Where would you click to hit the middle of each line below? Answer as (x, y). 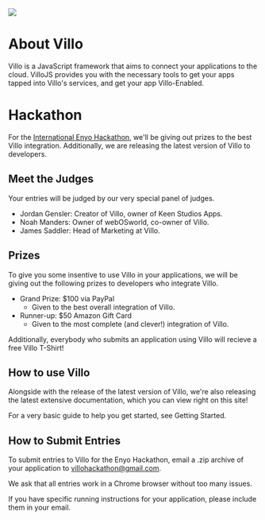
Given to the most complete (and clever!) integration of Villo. (130, 324)
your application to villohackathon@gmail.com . (85, 468)
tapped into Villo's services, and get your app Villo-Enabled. (106, 83)
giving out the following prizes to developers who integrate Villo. (113, 283)
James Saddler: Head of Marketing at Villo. (90, 231)
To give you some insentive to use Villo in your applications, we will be (123, 274)
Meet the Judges (51, 179)
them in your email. (40, 507)
